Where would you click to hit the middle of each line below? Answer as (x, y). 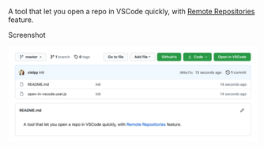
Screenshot (27, 35)
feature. (21, 20)
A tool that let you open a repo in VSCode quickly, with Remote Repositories (132, 11)
